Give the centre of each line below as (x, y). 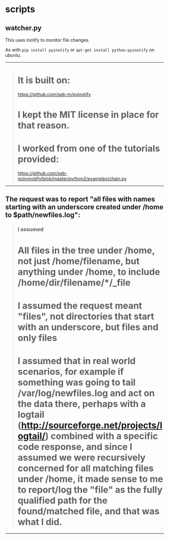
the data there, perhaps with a (81, 404)
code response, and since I (75, 447)
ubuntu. (13, 55)
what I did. (40, 522)
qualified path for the (62, 500)
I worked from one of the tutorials (89, 149)
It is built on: (44, 81)
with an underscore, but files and (88, 327)
